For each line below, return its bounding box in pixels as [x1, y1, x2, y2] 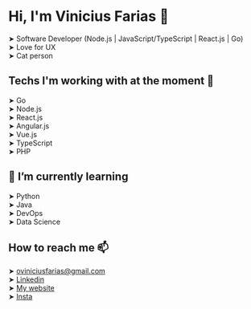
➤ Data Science [8, 217, 61, 226]
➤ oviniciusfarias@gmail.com [8, 266, 106, 276]
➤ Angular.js [8, 120, 50, 131]
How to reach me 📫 [8, 241, 109, 254]
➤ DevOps [8, 208, 43, 218]
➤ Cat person [8, 51, 54, 60]
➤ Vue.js [8, 129, 38, 139]
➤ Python [8, 191, 40, 201]
